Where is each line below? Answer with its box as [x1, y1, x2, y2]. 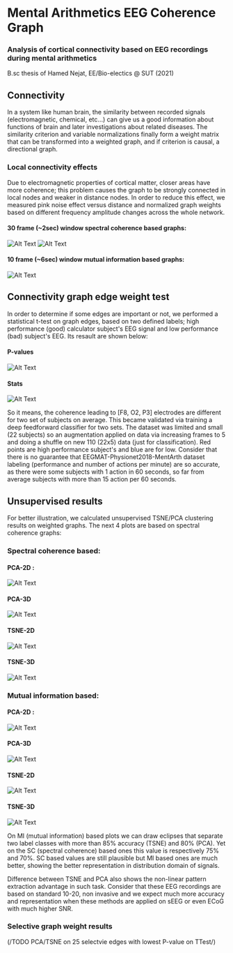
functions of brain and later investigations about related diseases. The [7, 123, 208, 131]
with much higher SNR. [7, 904, 73, 913]
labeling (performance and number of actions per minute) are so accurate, [7, 460, 220, 469]
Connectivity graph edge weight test [7, 291, 170, 303]
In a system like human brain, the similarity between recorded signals [7, 108, 206, 117]
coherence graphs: [7, 529, 62, 537]
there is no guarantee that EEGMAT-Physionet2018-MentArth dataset [7, 453, 205, 461]
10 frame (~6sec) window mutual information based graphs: [7, 255, 185, 264]
